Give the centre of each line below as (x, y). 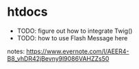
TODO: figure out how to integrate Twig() (75, 31)
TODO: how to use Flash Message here (72, 38)
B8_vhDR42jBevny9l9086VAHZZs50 (58, 58)
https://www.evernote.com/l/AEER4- (78, 51)
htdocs (27, 12)
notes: (16, 51)
